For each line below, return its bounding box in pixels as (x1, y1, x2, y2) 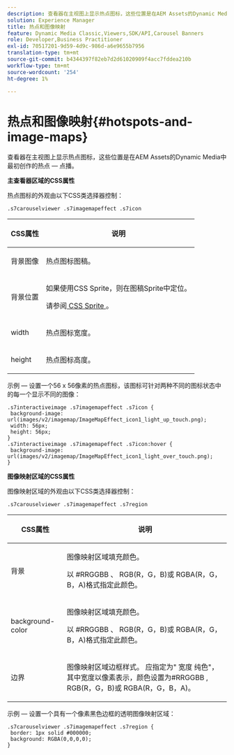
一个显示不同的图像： (19, 390, 81, 398)
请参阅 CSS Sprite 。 (45, 301, 114, 311)
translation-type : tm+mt (7, 50, 79, 57)
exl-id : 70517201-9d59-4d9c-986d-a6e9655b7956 (7, 43, 145, 50)
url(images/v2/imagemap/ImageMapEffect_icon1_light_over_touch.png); (7, 453, 214, 460)
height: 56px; (10, 429, 52, 436)
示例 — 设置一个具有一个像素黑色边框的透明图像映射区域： (7, 710, 175, 718)
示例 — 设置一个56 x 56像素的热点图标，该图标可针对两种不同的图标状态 (7, 382, 216, 390)
